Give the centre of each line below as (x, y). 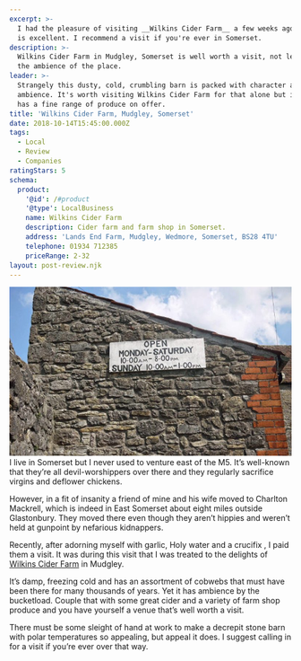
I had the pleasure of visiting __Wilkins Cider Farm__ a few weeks (148, 28)
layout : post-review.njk (56, 265)
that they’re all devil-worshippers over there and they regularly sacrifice (142, 472)
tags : (19, 133)
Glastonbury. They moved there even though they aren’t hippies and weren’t (150, 517)
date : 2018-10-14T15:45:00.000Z (69, 123)
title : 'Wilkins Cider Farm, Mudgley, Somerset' (102, 114)
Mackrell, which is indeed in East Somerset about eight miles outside (136, 508)
